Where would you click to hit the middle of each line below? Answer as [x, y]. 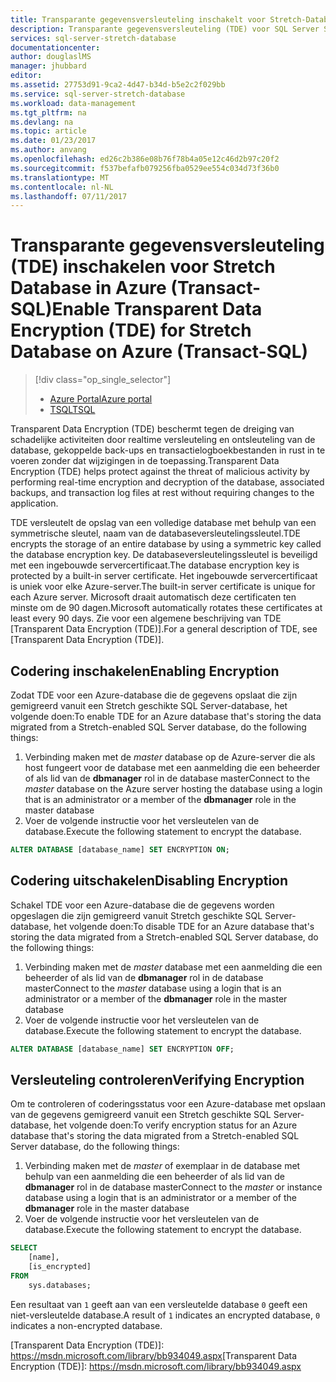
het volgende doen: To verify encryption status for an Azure [175, 1125]
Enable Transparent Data [157, 309]
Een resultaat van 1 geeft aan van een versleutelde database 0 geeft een [159, 1304]
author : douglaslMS [51, 57]
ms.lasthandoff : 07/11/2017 [69, 196]
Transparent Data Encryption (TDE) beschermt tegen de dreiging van [152, 429]
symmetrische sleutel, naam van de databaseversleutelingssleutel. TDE [156, 533]
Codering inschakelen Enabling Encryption [145, 671]
